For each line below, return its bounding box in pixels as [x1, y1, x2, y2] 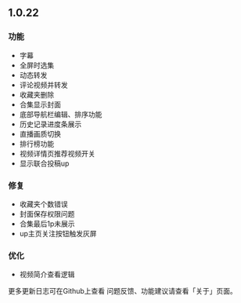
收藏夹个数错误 [19, 199, 68, 209]
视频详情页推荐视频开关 [19, 148, 95, 158]
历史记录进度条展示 [19, 119, 82, 129]
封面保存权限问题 [19, 209, 75, 218]
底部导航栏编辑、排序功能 [19, 109, 103, 119]
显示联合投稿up [19, 159, 70, 168]
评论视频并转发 [19, 80, 68, 89]
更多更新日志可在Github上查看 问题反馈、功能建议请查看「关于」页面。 [8, 287, 237, 296]
